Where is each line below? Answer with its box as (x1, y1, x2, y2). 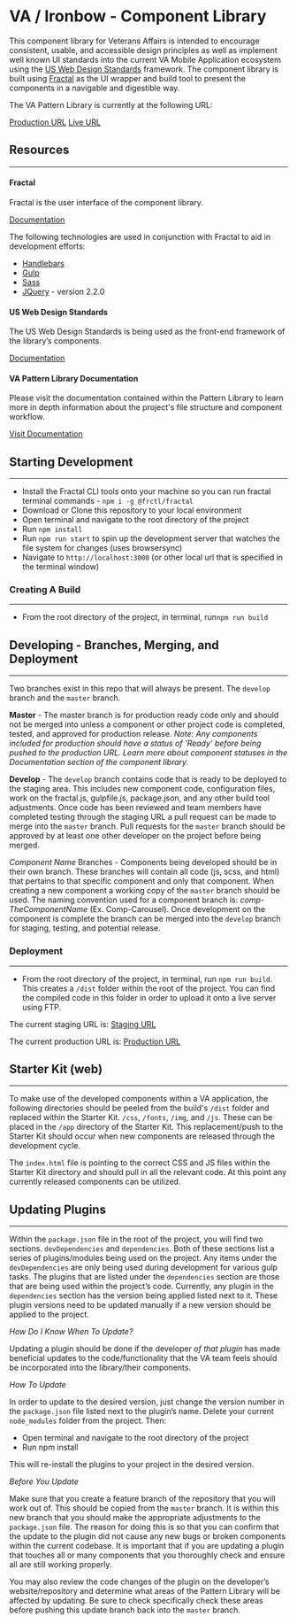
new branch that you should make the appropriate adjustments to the (9, 1512, 261, 1523)
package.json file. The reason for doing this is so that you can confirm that (9, 1521, 279, 1533)
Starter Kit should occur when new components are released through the (9, 1131, 276, 1141)
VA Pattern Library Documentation (9, 373, 139, 383)
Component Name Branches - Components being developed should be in (9, 857, 278, 868)
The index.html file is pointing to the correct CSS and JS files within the (9, 1157, 270, 1168)
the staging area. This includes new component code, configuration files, (9, 784, 276, 794)
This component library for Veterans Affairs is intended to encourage (9, 35, 260, 46)
